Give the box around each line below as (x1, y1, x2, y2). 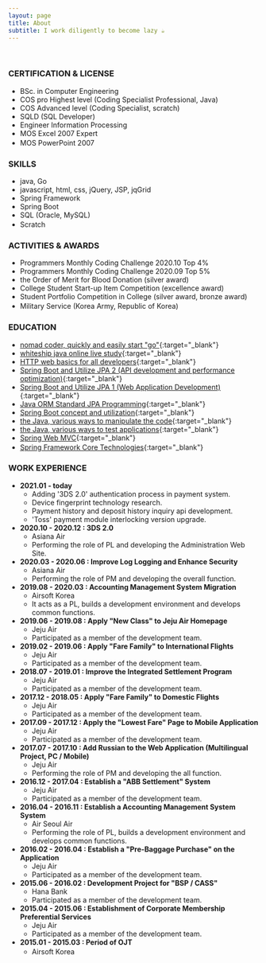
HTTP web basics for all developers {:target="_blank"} (19, 357, 196, 366)
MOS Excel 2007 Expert (19, 128, 98, 138)
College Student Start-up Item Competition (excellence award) (19, 283, 225, 293)
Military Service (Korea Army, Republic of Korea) (19, 302, 179, 311)
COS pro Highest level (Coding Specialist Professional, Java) (19, 95, 218, 104)
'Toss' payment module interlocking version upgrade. (31, 514, 206, 524)
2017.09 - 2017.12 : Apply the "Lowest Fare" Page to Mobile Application (19, 717, 259, 727)
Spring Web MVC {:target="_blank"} (19, 433, 137, 443)
